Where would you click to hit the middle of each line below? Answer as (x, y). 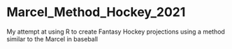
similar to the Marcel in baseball (52, 38)
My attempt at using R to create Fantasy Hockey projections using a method (116, 31)
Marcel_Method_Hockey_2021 (96, 12)
